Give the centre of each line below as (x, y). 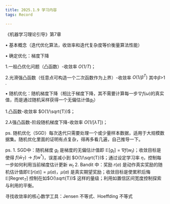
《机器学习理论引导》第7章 (33, 34)
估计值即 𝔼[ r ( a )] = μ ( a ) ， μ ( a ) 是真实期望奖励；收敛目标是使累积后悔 (80, 172)
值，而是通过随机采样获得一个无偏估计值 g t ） (52, 100)
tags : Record (19, 15)
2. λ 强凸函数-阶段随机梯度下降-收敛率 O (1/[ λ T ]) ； (57, 122)
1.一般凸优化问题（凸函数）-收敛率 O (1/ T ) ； (50, 66)
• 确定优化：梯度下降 (27, 56)
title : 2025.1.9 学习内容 (31, 10)
